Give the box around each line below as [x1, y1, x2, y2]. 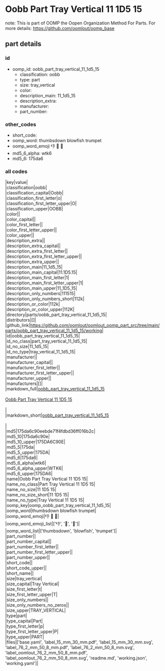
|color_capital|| [5, 216, 36, 222]
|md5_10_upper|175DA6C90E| [5, 439, 66, 445]
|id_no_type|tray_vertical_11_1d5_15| [5, 349, 76, 355]
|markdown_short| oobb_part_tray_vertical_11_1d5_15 [5, 412, 109, 418]
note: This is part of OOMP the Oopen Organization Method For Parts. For [5, 20, 156, 26]
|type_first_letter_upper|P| [5, 629, 59, 635]
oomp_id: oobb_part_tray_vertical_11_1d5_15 [12, 66, 99, 72]
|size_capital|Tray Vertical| [5, 581, 60, 587]
